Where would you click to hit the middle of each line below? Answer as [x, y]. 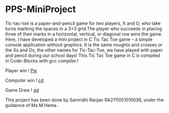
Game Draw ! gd [22, 90]
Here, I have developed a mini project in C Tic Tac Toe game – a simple [79, 39]
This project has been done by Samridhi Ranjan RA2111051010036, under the [84, 100]
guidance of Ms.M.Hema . [32, 105]
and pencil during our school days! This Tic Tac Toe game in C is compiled [83, 55]
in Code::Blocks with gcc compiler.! [42, 61]
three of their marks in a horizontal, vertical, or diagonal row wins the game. [84, 34]
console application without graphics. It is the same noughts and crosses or [84, 44]
